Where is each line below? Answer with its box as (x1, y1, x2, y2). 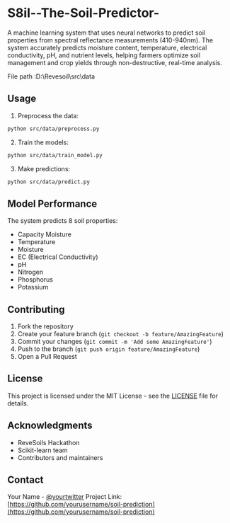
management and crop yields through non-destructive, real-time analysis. (7, 58, 223, 67)
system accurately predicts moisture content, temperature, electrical (7, 43, 207, 52)
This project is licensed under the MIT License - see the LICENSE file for (7, 391, 218, 400)
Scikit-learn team (17, 446, 69, 454)
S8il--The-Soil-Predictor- (7, 5, 160, 21)
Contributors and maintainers (17, 453, 103, 461)
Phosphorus (17, 275, 53, 284)
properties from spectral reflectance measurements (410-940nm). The (7, 35, 214, 44)
